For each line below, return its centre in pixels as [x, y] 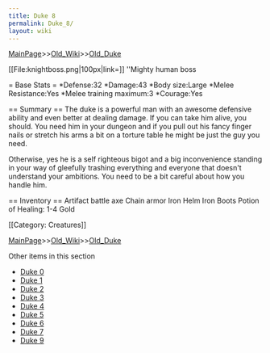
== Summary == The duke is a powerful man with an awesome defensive [130, 109]
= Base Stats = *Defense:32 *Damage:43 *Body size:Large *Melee [121, 85]
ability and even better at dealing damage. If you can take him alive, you [128, 118]
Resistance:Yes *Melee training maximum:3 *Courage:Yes [106, 94]
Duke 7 [32, 332]
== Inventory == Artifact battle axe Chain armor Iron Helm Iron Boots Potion [134, 201]
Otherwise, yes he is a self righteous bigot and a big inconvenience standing [135, 159]
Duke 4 [32, 306]
